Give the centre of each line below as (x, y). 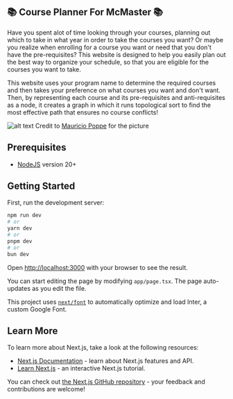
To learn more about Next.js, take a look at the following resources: (103, 348)
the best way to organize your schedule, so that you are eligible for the (108, 62)
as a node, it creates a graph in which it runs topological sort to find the (109, 105)
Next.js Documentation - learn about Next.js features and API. (105, 361)
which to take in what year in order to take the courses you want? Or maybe (115, 40)
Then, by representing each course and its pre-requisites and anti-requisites (116, 97)
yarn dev (20, 228)
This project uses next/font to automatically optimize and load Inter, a (107, 302)
